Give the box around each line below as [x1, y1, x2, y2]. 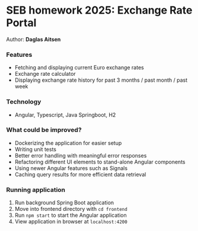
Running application [6, 185, 66, 194]
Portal [6, 16, 37, 30]
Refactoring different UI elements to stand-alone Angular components [14, 158, 186, 165]
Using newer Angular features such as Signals [14, 164, 128, 172]
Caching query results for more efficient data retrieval [14, 171, 146, 178]
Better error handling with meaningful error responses [14, 152, 147, 159]
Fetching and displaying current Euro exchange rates [14, 64, 144, 71]
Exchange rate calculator [14, 70, 76, 78]
